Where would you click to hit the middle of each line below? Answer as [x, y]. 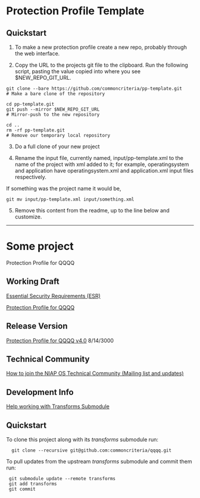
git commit [22, 489]
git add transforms [33, 484]
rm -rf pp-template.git [36, 130]
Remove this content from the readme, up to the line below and [92, 210]
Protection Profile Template [75, 11]
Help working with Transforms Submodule [58, 406]
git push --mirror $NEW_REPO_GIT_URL [53, 109]
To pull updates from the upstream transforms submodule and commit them [99, 461]
